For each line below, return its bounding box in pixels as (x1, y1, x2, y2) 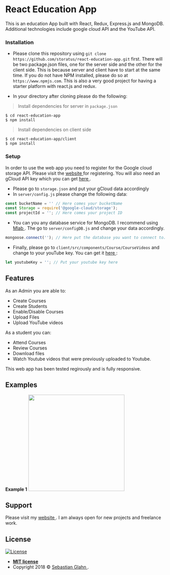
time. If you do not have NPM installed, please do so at (12, 72, 128, 79)
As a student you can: (5, 329, 52, 336)
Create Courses (12, 298, 46, 304)
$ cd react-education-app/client (5, 137, 77, 142)
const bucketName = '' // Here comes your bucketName (5, 201, 123, 206)
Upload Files (12, 314, 39, 320)
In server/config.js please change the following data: (12, 191, 128, 197)
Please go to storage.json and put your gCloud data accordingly (12, 186, 150, 192)
